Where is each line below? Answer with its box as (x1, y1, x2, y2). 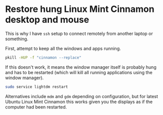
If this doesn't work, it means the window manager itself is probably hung (5, 64, 156, 70)
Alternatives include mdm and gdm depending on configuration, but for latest (5, 93, 158, 99)
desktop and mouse (5, 14, 89, 25)
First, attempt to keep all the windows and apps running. (5, 45, 121, 51)
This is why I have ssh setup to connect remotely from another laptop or (5, 30, 153, 36)
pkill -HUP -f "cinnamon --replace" (5, 55, 81, 60)
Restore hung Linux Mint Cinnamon (5, 3, 154, 15)
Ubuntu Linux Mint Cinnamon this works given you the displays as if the (5, 99, 153, 105)
